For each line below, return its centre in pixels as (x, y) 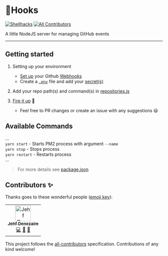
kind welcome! (20, 249)
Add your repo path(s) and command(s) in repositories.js (71, 91)
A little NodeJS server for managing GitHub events (57, 34)
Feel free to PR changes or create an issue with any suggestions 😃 (89, 110)
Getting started (29, 54)
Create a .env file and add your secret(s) (62, 81)
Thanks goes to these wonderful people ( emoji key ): (59, 197)
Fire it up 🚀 (23, 101)
